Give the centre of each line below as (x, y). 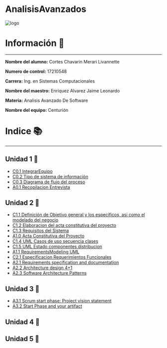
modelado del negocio (35, 220)
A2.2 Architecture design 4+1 (42, 268)
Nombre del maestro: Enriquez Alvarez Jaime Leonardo (63, 90)
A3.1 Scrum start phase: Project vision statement (62, 301)
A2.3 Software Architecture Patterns (49, 273)
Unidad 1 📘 (22, 159)
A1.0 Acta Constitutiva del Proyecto (48, 236)
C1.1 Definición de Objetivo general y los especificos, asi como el (79, 215)
